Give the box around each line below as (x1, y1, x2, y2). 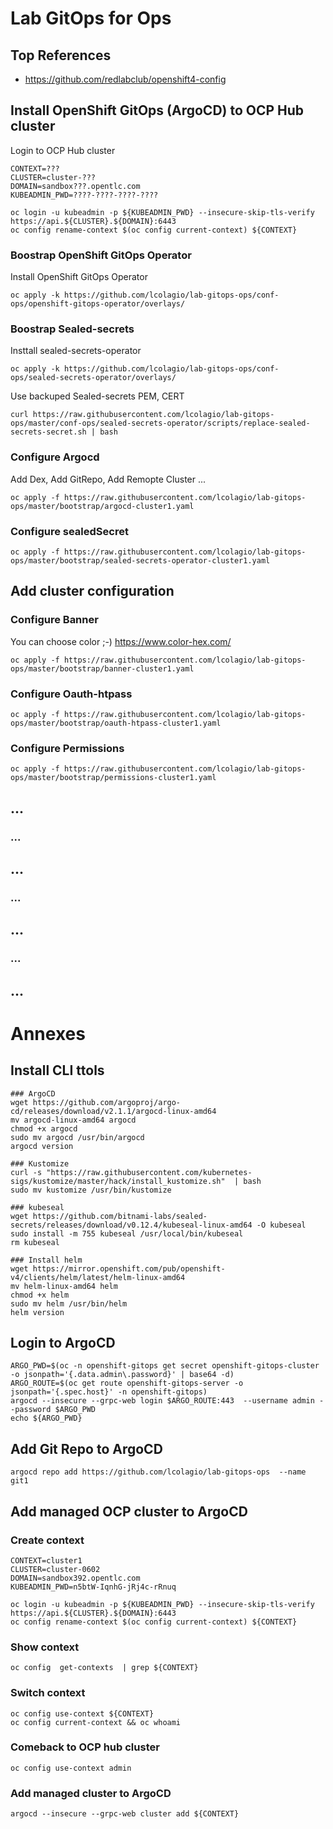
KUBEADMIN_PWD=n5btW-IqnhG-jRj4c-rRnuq (10, 1582, 177, 1592)
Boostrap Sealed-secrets (10, 322, 135, 336)
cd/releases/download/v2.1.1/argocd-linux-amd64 (10, 1106, 217, 1116)
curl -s (10, 1167, 43, 1177)
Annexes (10, 1022, 86, 1045)
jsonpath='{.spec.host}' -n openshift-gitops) (10, 1387, 208, 1397)
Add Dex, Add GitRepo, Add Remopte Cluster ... (10, 473, 207, 485)
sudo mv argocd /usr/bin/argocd (10, 1132, 145, 1142)
